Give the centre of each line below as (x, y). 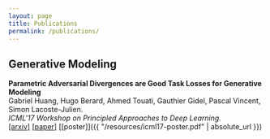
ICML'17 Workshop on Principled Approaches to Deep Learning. (115, 118)
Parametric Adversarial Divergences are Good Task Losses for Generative (135, 84)
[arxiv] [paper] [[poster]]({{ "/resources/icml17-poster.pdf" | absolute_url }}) (135, 127)
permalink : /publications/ (54, 31)
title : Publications (43, 24)
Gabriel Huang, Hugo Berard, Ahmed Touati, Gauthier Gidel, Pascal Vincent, (135, 101)
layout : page (30, 16)
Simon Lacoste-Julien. (46, 110)
